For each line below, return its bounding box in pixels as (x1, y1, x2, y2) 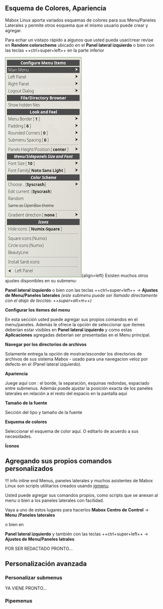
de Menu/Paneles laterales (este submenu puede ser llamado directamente (5, 292, 158, 298)
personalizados (5, 465, 54, 473)
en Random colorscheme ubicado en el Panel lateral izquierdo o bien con (5, 42, 155, 48)
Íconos (5, 443, 19, 449)
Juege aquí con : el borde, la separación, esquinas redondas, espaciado (5, 380, 150, 386)
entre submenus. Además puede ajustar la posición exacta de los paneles (5, 385, 153, 391)
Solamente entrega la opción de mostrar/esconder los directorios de (5, 351, 142, 356)
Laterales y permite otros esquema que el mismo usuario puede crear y (5, 22, 148, 28)
